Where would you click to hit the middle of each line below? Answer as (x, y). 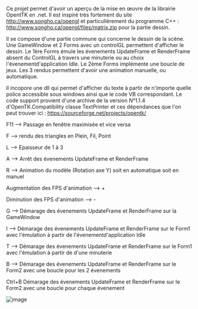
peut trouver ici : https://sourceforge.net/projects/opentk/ (76, 113)
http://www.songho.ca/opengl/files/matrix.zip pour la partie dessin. (88, 27)
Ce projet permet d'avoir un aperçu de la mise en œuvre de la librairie (91, 9)
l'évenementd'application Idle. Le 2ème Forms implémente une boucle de (95, 64)
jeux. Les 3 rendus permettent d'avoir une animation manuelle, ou (86, 70)
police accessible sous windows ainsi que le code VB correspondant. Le (94, 94)
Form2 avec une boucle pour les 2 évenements (64, 270)
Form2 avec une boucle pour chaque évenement (65, 288)
